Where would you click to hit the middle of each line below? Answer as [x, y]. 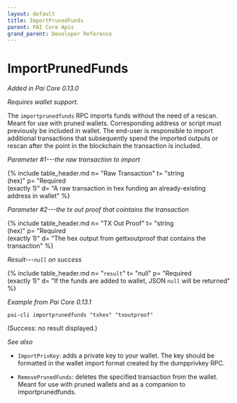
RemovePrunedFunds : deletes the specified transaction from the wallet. [117, 377]
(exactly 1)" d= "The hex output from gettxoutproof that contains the [107, 239]
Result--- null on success [45, 260]
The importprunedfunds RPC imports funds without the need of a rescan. [112, 116]
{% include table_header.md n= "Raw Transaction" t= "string [96, 174]
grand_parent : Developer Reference [60, 34]
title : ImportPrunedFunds [45, 21]
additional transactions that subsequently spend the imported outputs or [113, 138]
